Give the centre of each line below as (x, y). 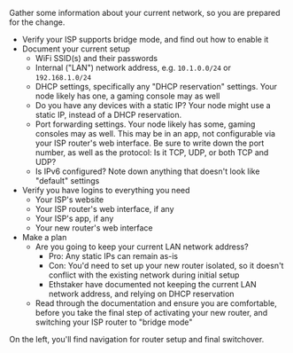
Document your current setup (76, 49)
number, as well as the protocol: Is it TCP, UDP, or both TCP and (152, 153)
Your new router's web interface (94, 228)
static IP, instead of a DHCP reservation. (108, 115)
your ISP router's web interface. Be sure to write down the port (150, 143)
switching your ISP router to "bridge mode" (114, 322)
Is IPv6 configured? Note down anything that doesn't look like (147, 171)
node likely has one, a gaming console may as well (127, 96)
